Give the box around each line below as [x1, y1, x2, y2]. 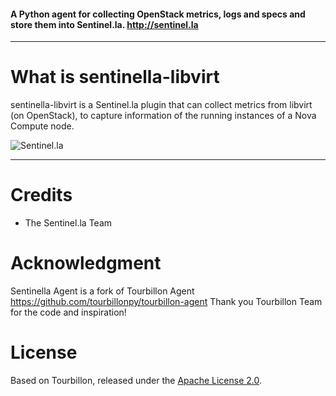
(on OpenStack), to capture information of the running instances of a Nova [10, 110, 317, 122]
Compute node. [10, 120, 75, 132]
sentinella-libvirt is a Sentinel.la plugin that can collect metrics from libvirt [10, 99, 313, 111]
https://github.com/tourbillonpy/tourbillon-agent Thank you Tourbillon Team [10, 296, 323, 308]
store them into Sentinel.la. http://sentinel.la [10, 18, 199, 30]
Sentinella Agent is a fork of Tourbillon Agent [10, 285, 195, 297]
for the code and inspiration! [10, 306, 127, 319]
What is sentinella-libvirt [10, 66, 220, 89]
